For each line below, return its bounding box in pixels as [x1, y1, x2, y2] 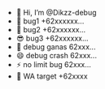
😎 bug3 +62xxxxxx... [15, 33, 89, 43]
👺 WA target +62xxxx [15, 71, 88, 81]
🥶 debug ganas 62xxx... [15, 42, 96, 52]
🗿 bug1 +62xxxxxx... [15, 16, 85, 26]
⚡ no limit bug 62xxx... [15, 60, 92, 69]
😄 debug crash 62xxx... [15, 51, 98, 60]
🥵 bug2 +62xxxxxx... [15, 25, 86, 34]
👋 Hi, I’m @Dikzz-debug [15, 8, 97, 17]
